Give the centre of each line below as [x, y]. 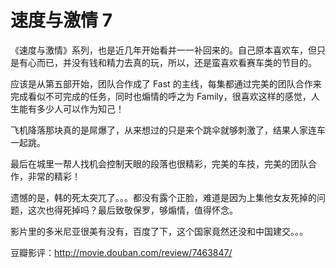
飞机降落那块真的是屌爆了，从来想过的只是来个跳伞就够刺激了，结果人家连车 [168, 130]
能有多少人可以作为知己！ [71, 108]
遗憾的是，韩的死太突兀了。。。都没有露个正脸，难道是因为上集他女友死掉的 [163, 197]
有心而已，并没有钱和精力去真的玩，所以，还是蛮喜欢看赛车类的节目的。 [167, 62]
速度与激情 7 [61, 20]
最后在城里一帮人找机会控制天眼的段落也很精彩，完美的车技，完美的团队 [159, 163]
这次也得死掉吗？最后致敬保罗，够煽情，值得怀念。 [132, 210]
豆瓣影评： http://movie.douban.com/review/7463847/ [121, 252]
